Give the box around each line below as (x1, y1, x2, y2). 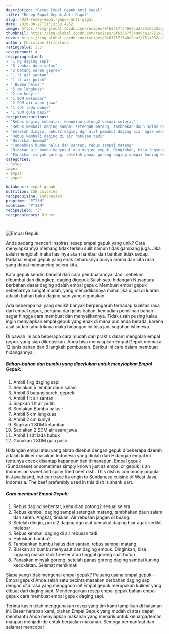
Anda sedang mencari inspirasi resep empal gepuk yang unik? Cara (6, 240, 145, 246)
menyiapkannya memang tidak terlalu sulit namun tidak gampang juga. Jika (6, 245, 161, 251)
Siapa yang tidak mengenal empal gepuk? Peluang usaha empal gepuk (6, 572, 152, 578)
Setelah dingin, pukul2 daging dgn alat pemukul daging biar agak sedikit (13, 520, 162, 526)
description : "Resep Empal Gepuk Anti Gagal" (6, 7, 102, 13)
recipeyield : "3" (6, 208, 42, 213)
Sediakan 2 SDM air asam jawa (13, 427, 77, 433)
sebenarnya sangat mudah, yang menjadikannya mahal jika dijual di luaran (6, 287, 159, 294)
